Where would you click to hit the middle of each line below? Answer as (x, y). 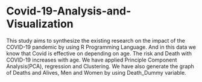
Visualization (40, 24)
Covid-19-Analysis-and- (69, 11)
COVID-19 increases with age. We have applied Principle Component (92, 60)
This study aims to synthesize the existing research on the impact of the (96, 40)
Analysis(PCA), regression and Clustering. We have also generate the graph (100, 66)
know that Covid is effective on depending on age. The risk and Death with (99, 53)
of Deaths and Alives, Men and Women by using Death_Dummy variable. (96, 72)
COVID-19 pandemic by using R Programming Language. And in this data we (101, 47)
